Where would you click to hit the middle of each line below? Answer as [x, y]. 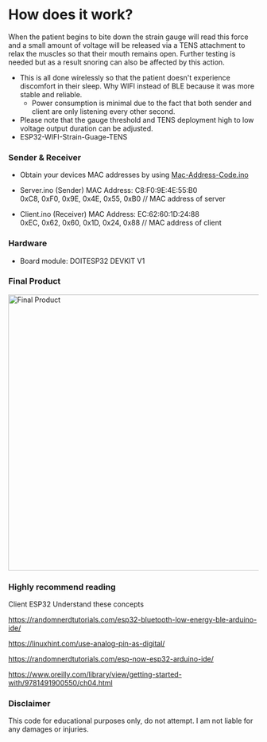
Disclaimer [29, 704]
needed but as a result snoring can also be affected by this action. [116, 62]
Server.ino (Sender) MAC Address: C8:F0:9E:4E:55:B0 [108, 190]
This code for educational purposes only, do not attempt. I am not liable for [131, 721]
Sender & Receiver [45, 157]
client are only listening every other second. [103, 111]
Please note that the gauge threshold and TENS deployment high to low [137, 120]
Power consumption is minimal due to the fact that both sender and [141, 103]
